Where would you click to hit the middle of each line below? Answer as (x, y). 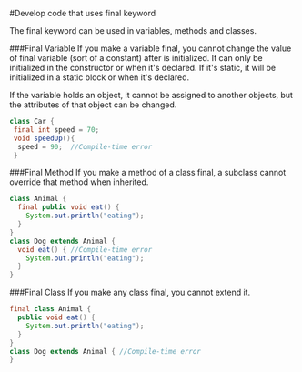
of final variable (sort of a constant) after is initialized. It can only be (136, 58)
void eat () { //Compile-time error (85, 249)
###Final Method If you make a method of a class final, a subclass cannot (148, 173)
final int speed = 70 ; (56, 130)
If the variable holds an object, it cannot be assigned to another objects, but (151, 95)
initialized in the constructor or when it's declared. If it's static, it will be (143, 68)
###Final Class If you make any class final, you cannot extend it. (130, 292)
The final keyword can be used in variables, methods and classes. (133, 30)
